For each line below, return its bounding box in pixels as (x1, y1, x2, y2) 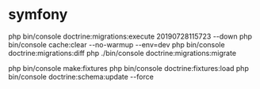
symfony (8, 6, 68, 24)
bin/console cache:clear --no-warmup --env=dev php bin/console (8, 39, 225, 49)
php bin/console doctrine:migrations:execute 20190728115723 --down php (8, 32, 252, 41)
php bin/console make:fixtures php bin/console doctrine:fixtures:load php (8, 63, 250, 72)
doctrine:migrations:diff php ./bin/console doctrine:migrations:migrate (8, 48, 236, 57)
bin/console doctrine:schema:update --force (8, 72, 155, 81)
